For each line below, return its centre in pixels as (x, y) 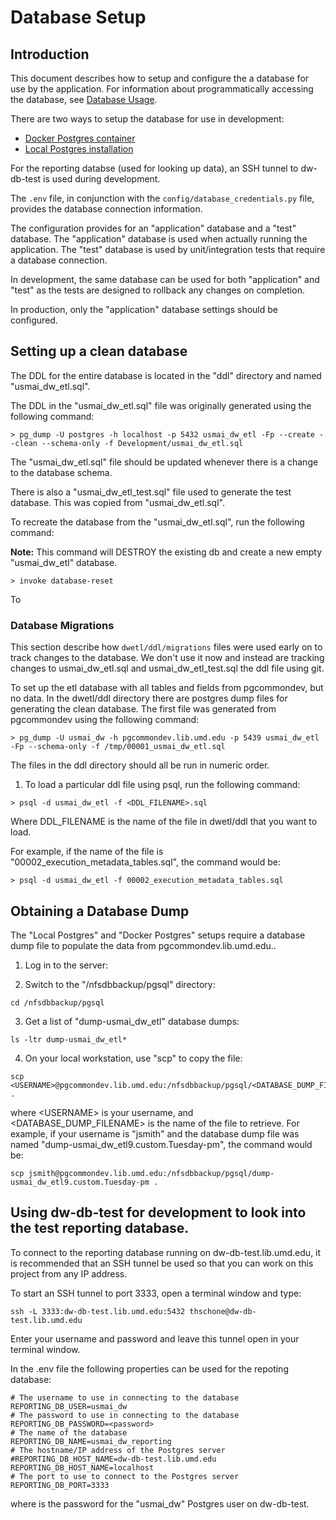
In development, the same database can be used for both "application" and (165, 279)
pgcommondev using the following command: (105, 720)
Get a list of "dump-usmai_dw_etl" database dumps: (132, 1021)
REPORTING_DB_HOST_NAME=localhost (82, 1467)
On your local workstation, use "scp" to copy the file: (133, 1058)
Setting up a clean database (99, 351)
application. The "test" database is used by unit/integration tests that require (168, 249)
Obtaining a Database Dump (100, 911)
